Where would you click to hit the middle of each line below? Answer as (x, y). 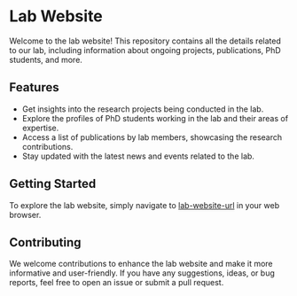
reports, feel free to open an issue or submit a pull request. (117, 283)
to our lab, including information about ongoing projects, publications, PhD (145, 50)
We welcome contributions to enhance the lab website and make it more (141, 264)
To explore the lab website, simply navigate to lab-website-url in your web (145, 205)
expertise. (40, 128)
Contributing (45, 242)
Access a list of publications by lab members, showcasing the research (152, 137)
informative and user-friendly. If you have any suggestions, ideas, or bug (142, 273)
